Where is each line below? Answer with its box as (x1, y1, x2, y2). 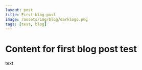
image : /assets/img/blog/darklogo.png (5, 17, 88, 22)
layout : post (5, 7, 33, 13)
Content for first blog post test (5, 44, 137, 55)
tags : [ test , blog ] (5, 21, 47, 27)
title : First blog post (5, 12, 56, 17)
